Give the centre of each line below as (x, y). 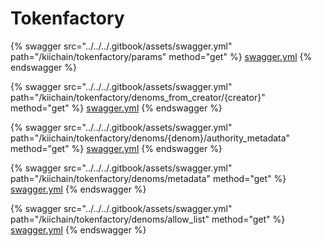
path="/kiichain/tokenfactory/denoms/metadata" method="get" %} (148, 178)
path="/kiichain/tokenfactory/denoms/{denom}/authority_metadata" (150, 138)
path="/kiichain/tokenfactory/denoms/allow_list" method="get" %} (148, 219)
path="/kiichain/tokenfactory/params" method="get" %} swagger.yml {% (161, 56)
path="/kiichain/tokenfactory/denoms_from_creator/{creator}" (138, 97)
